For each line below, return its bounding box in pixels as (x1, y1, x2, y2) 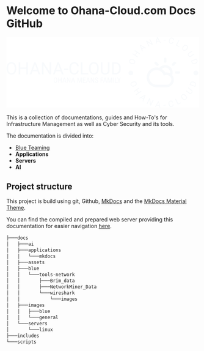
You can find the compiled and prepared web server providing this (6, 216, 173, 223)
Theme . (6, 204, 26, 212)
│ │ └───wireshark (6, 290, 75, 297)
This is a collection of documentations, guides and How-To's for (6, 114, 167, 121)
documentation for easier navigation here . (6, 223, 112, 230)
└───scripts (6, 339, 37, 345)
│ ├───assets (6, 259, 45, 266)
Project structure (6, 181, 73, 191)
